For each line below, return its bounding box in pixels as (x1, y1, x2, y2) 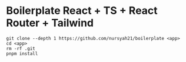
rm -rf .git (6, 45, 35, 52)
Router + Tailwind (6, 16, 94, 30)
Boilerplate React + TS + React (6, 4, 158, 17)
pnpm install (6, 50, 38, 56)
